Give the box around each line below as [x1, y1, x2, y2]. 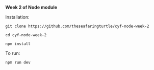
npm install [5, 41, 31, 46]
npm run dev [5, 60, 31, 65]
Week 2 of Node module [5, 5, 58, 10]
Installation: [5, 14, 30, 20]
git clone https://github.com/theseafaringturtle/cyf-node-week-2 [5, 24, 149, 29]
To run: [5, 50, 20, 56]
